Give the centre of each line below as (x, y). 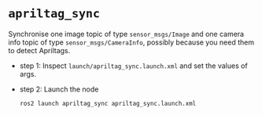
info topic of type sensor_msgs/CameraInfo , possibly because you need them (131, 42)
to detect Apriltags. (39, 50)
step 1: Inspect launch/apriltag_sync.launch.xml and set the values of (133, 66)
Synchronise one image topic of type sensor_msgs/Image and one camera (126, 34)
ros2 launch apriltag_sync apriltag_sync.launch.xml (108, 103)
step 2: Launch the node (59, 89)
